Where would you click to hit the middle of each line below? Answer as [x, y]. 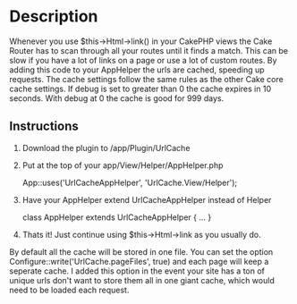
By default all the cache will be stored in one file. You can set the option [141, 251]
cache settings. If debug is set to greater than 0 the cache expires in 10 [140, 89]
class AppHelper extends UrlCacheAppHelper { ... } [117, 217]
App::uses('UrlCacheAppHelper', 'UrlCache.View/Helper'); [130, 182]
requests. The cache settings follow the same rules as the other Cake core [146, 79]
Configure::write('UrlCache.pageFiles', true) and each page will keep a [139, 261]
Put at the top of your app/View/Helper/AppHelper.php [123, 165]
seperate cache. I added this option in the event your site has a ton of [137, 271]
